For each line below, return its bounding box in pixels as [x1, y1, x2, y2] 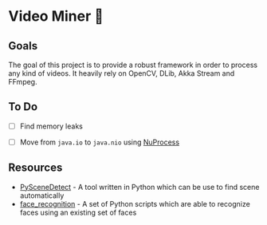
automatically [19, 191, 65, 200]
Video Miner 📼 [8, 7, 104, 26]
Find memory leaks [19, 121, 84, 131]
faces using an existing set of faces [19, 207, 137, 217]
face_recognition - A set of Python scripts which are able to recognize [19, 199, 251, 208]
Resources [8, 161, 63, 175]
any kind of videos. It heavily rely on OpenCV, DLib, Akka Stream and [8, 69, 235, 78]
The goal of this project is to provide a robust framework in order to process [8, 60, 257, 69]
